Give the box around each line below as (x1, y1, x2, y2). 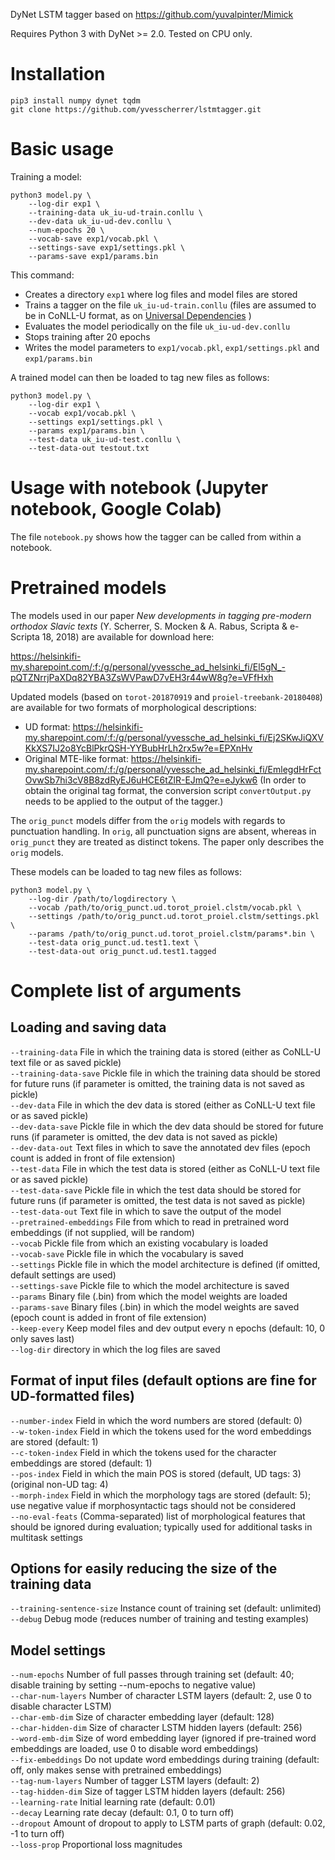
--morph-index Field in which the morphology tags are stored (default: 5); (10, 1489, 312, 1501)
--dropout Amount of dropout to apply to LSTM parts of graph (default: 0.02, (10, 1817, 326, 1829)
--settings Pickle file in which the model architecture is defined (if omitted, (10, 1258, 321, 1270)
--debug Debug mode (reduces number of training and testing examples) (10, 1613, 310, 1625)
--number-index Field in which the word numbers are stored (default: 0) (10, 1414, 303, 1426)
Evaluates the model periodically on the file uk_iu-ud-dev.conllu (24, 320, 291, 332)
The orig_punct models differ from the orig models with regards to (10, 814, 286, 826)
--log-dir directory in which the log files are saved (10, 1343, 221, 1355)
